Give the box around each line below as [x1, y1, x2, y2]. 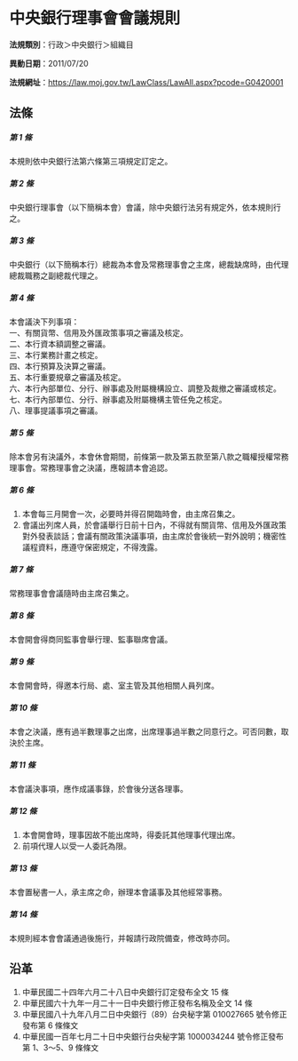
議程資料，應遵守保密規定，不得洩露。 [21, 542, 162, 553]
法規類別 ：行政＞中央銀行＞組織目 [9, 39, 134, 50]
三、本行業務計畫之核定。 [9, 350, 103, 361]
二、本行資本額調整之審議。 [9, 339, 111, 349]
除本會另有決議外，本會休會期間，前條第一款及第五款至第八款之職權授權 [9, 451, 273, 462]
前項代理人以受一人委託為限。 [21, 841, 131, 851]
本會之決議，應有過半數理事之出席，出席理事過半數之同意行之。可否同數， [9, 726, 281, 738]
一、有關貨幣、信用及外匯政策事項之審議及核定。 [9, 328, 188, 339]
